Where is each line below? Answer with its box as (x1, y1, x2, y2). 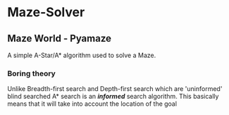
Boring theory (7, 68, 56, 78)
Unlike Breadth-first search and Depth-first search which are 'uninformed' (7, 85, 223, 93)
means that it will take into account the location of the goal (7, 99, 178, 108)
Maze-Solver (7, 4, 85, 20)
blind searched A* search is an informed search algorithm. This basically (7, 92, 219, 101)
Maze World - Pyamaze (7, 32, 111, 44)
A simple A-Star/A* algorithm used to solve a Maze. (7, 51, 156, 59)
